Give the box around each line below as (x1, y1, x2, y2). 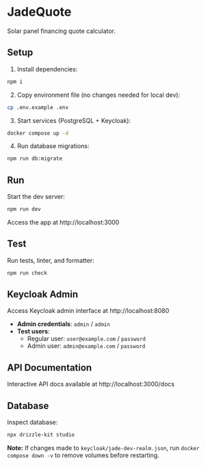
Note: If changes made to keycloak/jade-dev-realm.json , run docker (7, 443, 200, 452)
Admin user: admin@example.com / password (27, 342, 146, 350)
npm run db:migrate (7, 155, 63, 162)
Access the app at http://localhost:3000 (7, 218, 120, 226)
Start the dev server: (7, 193, 65, 201)
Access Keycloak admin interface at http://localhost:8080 (7, 307, 170, 315)
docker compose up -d (7, 130, 69, 137)
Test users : (16, 327, 50, 336)
